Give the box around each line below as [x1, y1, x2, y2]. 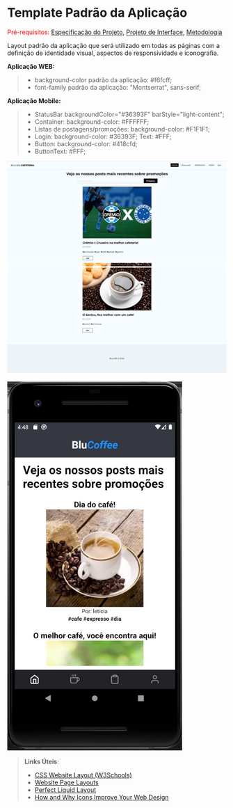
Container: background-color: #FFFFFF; [34, 117, 150, 126]
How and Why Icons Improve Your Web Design [34, 793, 169, 801]
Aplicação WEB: [7, 62, 55, 70]
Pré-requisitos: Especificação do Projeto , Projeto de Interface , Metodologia [7, 28, 223, 36]
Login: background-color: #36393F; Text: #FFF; [34, 132, 172, 141]
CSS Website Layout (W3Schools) [34, 770, 132, 779]
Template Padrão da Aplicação [7, 5, 188, 21]
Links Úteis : [24, 757, 59, 766]
